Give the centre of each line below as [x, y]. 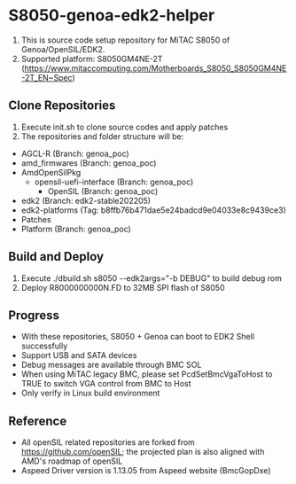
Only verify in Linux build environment [90, 393]
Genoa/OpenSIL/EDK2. [63, 49]
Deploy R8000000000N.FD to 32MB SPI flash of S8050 [123, 287]
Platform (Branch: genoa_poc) [76, 229]
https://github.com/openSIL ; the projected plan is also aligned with [143, 452]
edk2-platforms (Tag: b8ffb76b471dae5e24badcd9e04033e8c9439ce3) [154, 210]
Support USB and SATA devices [79, 355]
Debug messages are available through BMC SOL [111, 365]
